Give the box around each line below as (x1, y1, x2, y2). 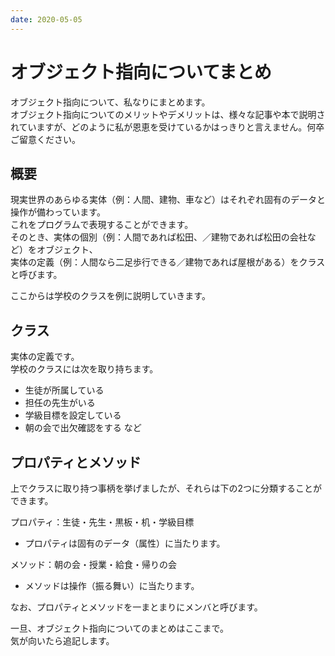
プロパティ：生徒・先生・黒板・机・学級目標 (10, 516, 195, 528)
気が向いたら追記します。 (10, 635, 115, 646)
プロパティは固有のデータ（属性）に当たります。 (24, 537, 226, 549)
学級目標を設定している (24, 409, 122, 421)
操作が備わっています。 (10, 206, 106, 218)
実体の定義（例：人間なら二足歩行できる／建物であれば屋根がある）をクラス (10, 256, 326, 268)
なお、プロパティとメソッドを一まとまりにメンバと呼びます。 (10, 601, 263, 613)
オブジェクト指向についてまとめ (10, 61, 272, 83)
